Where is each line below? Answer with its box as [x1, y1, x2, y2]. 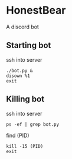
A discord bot [6, 23, 40, 30]
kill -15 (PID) [6, 143, 44, 149]
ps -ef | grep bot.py [6, 121, 60, 128]
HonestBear [6, 4, 66, 17]
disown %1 [6, 72, 31, 79]
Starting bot [6, 40, 51, 50]
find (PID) [6, 132, 30, 139]
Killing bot [6, 94, 45, 104]
